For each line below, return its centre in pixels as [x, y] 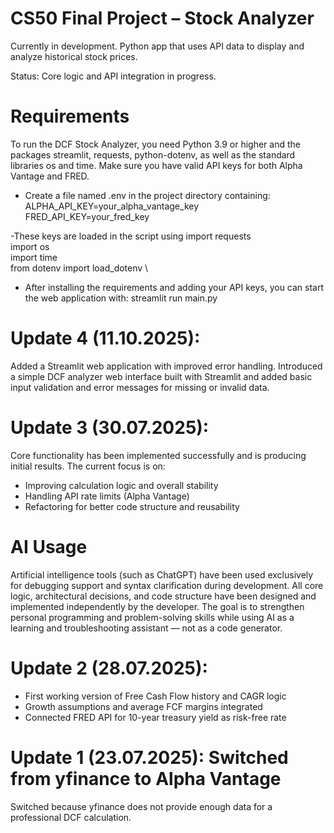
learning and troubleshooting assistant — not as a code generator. [146, 628]
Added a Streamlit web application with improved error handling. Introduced [166, 366]
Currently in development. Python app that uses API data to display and [157, 46]
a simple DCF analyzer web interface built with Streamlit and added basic [161, 376]
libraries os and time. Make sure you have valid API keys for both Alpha [156, 165]
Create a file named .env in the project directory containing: [147, 195]
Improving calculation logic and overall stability [121, 485]
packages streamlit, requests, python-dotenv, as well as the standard [153, 154]
